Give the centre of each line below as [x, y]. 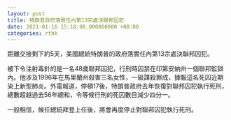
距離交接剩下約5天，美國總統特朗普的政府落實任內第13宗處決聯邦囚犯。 [110, 54]
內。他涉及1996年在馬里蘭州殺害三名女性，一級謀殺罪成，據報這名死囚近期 [115, 77]
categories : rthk [33, 33]
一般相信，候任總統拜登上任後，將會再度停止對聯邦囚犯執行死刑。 [102, 110]
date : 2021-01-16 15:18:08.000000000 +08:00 [73, 27]
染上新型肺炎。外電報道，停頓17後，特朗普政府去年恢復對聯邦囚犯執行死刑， [118, 86]
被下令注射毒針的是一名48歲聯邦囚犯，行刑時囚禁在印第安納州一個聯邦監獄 [115, 69]
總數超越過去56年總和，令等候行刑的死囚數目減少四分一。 [91, 95]
